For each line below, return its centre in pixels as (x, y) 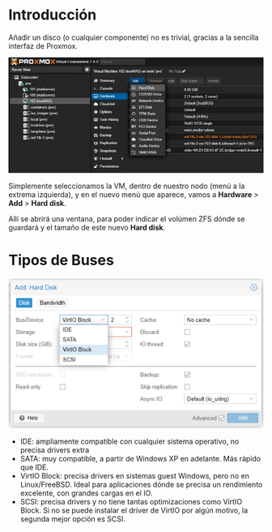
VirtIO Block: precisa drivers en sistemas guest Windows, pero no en (134, 476)
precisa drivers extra (55, 450)
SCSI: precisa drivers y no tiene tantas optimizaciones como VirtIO (131, 502)
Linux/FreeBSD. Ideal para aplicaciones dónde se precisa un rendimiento (141, 485)
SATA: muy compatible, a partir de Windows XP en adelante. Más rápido (140, 459)
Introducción (53, 15)
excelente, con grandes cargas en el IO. (86, 493)
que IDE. (34, 467)
